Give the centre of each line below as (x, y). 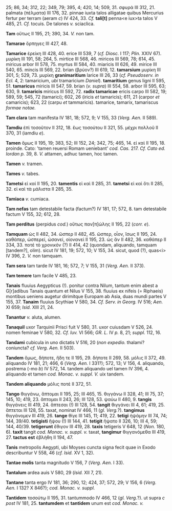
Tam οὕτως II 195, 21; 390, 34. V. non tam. (50, 34)
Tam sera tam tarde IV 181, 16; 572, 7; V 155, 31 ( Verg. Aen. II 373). (76, 266)
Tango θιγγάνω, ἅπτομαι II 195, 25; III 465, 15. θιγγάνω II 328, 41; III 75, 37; (85, 394)
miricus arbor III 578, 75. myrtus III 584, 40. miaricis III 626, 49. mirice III (81, 64)
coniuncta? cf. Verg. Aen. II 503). (40, 348)
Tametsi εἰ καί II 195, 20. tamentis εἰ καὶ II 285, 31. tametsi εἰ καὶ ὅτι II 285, (85, 183)
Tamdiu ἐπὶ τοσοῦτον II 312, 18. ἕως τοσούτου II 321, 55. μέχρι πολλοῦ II (82, 128)
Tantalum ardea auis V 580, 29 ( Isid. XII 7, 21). (55, 472)
